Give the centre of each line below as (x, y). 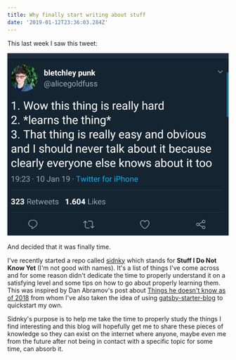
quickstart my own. (35, 305)
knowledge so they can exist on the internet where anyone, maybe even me (117, 333)
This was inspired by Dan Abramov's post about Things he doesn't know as (117, 290)
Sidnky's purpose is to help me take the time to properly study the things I (114, 319)
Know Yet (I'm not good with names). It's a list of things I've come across (113, 268)
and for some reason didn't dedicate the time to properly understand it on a (117, 275)
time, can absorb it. (35, 349)
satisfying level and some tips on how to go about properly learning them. (114, 283)
